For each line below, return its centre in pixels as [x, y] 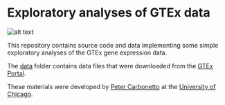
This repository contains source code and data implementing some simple [113, 45]
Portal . [17, 73]
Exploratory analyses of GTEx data [109, 13]
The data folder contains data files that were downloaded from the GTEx [110, 66]
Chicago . [20, 94]
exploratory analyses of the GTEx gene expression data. [87, 52]
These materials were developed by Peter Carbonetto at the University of [111, 86]
